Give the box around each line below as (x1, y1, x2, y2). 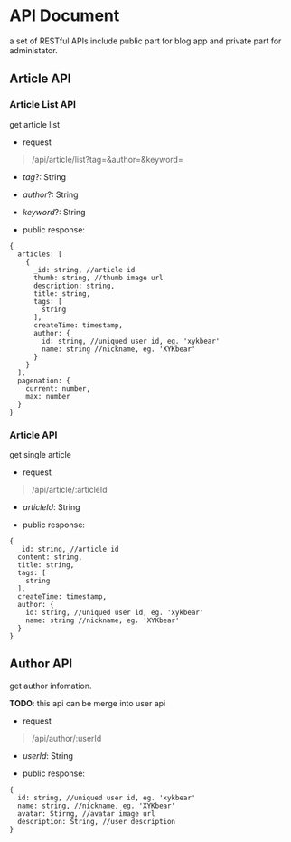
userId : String (22, 750, 74, 761)
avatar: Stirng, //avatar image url (17, 809, 155, 818)
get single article (9, 449, 72, 459)
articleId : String (22, 501, 80, 512)
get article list (9, 118, 61, 129)
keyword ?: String (22, 206, 86, 217)
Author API (9, 657, 73, 672)
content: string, (17, 553, 83, 562)
